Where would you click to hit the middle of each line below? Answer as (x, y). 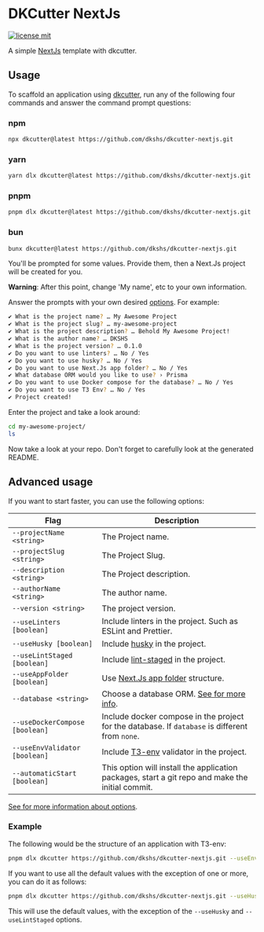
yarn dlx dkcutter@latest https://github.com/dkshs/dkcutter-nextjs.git (130, 176)
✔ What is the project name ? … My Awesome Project (93, 317)
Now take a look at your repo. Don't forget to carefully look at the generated (131, 449)
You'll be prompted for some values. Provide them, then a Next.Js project (127, 263)
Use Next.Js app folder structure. (163, 678)
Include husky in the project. (154, 644)
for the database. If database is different (174, 726)
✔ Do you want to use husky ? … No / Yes (75, 361)
